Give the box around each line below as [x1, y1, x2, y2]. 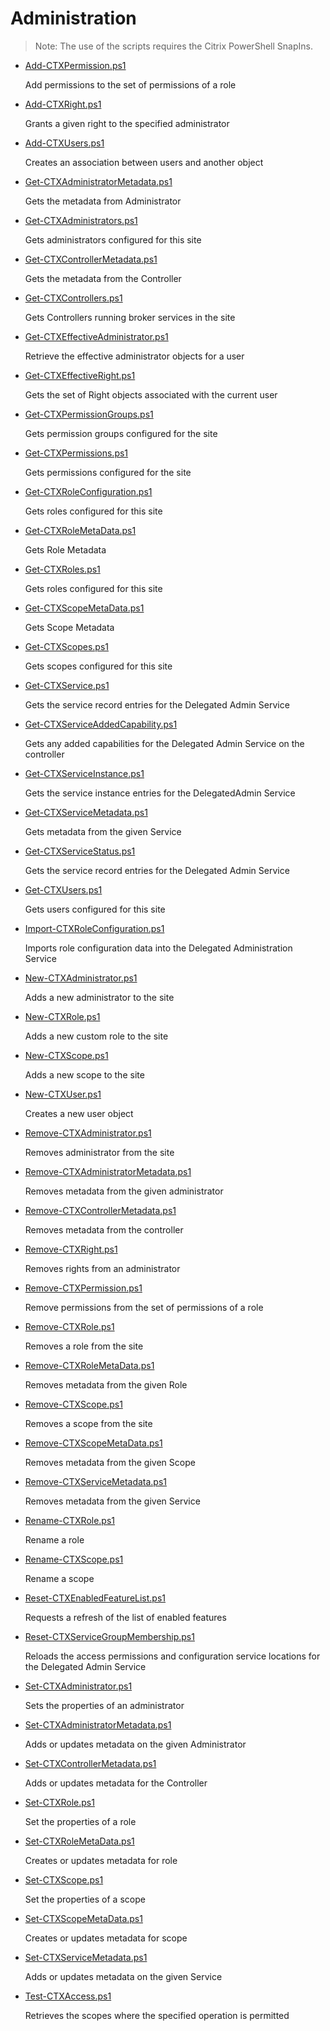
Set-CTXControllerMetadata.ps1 [24, 1757, 157, 1769]
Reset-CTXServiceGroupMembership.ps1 [24, 1630, 195, 1642]
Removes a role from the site [24, 1340, 144, 1352]
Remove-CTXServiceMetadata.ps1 [24, 1475, 168, 1487]
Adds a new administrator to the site [24, 991, 175, 1003]
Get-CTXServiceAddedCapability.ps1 [24, 718, 178, 730]
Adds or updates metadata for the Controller [24, 1777, 208, 1789]
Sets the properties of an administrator [24, 1699, 185, 1711]
